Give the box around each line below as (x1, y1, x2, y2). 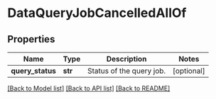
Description (106, 54, 147, 64)
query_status (11, 66, 57, 76)
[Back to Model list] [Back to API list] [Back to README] (7, 84, 171, 93)
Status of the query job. (87, 66, 166, 76)
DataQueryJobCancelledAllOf (7, 5, 187, 21)
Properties (7, 33, 55, 45)
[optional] (173, 66, 205, 76)
